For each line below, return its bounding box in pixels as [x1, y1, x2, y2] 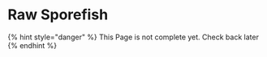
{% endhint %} [7, 40, 58, 50]
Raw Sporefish [7, 6, 109, 24]
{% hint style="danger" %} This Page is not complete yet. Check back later [7, 32, 259, 42]
